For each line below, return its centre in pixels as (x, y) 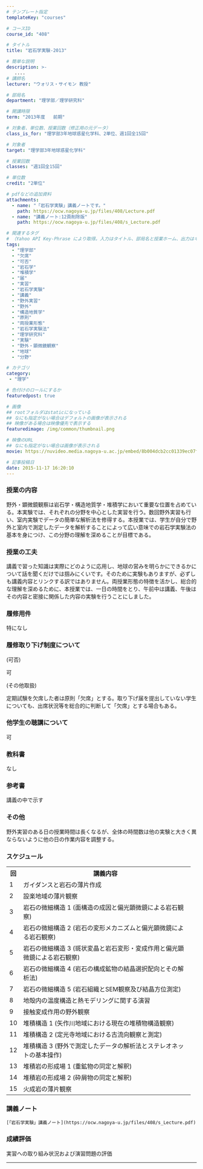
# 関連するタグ (23, 234)
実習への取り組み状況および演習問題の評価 (59, 1153)
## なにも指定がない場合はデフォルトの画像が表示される (66, 418)
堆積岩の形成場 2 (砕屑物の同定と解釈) (78, 1078)
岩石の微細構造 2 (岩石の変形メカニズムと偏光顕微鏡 (98, 928)
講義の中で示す (25, 800)
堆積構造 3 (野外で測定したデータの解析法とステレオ (98, 1046)
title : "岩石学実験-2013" (37, 51)
